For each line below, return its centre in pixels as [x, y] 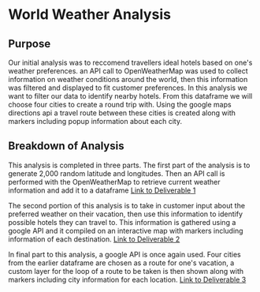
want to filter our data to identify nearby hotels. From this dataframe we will [130, 96]
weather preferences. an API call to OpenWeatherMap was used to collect [128, 71]
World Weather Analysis [90, 15]
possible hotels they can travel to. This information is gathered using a [122, 222]
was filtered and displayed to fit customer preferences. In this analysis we [128, 88]
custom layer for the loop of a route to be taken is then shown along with [126, 271]
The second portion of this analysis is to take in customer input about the [127, 205]
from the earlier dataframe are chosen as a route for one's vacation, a [121, 263]
